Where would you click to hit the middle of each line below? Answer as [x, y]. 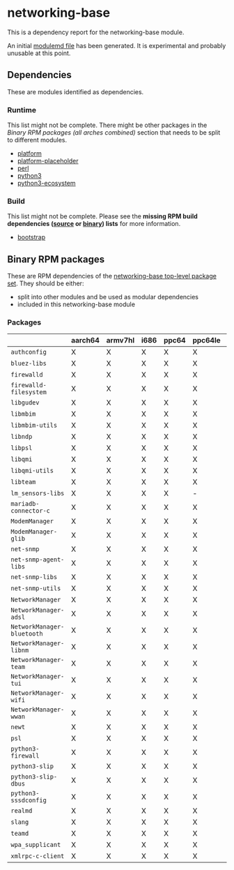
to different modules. [37, 140]
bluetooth [27, 634]
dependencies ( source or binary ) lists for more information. [94, 224]
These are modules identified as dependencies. [76, 91]
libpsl [22, 448]
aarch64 [85, 340]
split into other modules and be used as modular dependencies [108, 297]
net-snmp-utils [36, 588]
